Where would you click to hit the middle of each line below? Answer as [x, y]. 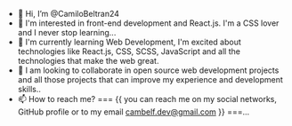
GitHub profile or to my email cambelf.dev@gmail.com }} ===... [134, 112]
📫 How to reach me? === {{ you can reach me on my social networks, [147, 99]
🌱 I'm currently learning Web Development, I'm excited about [130, 42]
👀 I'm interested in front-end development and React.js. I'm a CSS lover [148, 23]
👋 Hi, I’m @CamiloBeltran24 [69, 14]
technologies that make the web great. [88, 61]
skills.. [29, 89]
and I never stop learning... [67, 32]
